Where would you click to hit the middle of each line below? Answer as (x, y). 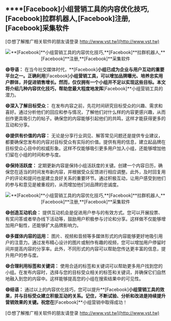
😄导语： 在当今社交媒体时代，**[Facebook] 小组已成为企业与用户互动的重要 (85, 69)
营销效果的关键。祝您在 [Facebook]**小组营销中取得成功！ (66, 302)
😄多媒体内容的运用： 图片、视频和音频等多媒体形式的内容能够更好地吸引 (82, 236)
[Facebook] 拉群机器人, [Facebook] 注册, (68, 19)
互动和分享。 (19, 125)
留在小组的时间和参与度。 (36, 155)
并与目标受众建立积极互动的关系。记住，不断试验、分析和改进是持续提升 (90, 296)
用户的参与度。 (25, 255)
